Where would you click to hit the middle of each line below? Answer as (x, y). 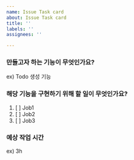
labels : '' (20, 29)
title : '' (19, 23)
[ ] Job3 (25, 120)
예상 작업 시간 (25, 137)
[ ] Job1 (25, 108)
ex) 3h (14, 151)
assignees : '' (24, 35)
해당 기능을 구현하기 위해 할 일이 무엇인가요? (67, 94)
